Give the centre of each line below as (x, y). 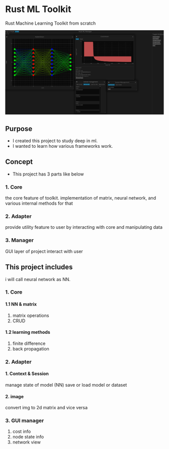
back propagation (31, 348)
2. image (15, 396)
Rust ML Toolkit (38, 9)
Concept (19, 162)
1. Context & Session (27, 374)
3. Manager (20, 240)
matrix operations (31, 315)
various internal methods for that (39, 203)
